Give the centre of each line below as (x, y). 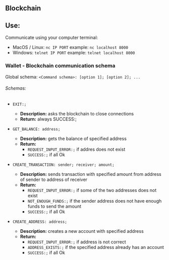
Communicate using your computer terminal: (52, 38)
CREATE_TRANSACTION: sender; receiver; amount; (63, 165)
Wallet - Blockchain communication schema (60, 66)
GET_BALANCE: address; (36, 129)
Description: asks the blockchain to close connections (77, 113)
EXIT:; (19, 104)
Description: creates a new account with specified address (82, 231)
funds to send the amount (54, 206)
